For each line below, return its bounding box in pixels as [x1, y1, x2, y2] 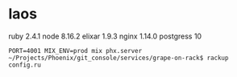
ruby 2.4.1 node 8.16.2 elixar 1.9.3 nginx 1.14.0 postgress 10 [8, 31, 202, 41]
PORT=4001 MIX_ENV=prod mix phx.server [8, 47, 143, 55]
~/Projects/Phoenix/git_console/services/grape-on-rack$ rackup [8, 54, 229, 62]
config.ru [8, 61, 42, 69]
